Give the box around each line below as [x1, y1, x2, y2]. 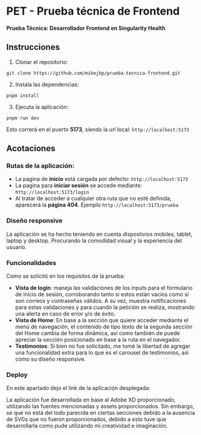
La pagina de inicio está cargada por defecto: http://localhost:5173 [15, 175, 188, 183]
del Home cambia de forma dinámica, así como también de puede [15, 330, 180, 337]
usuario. [6, 243, 27, 250]
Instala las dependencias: [15, 80, 79, 88]
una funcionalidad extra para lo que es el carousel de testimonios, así [15, 349, 189, 356]
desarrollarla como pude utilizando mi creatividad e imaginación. [6, 422, 168, 430]
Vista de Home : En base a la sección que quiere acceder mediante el [15, 317, 189, 324]
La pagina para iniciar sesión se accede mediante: [15, 182, 143, 189]
